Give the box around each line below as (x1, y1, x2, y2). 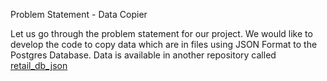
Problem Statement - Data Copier (10, 9, 148, 20)
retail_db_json (10, 60, 68, 71)
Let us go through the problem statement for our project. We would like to (10, 28, 313, 39)
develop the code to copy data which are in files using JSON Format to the (10, 39, 318, 50)
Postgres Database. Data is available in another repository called (10, 49, 277, 61)
